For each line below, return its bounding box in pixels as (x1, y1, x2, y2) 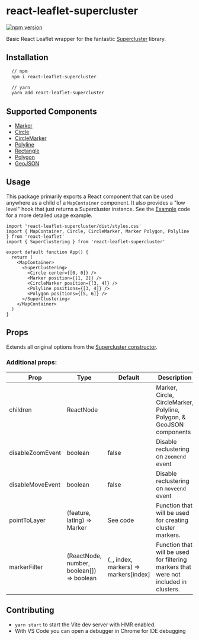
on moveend (156, 484, 187, 492)
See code (107, 516, 134, 524)
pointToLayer (9, 516, 46, 524)
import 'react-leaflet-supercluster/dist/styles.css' (6, 223, 142, 229)
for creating (156, 516, 188, 524)
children (9, 405, 32, 413)
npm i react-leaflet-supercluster (11, 74, 97, 79)
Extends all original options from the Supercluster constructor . (6, 343, 158, 351)
